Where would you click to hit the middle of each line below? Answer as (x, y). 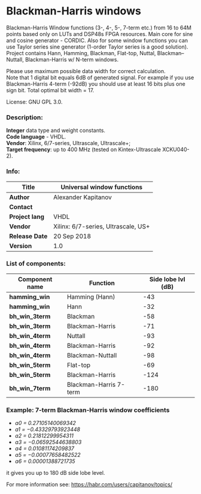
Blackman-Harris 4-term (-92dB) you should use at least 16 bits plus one (96, 84)
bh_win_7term (30, 388)
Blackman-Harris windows (74, 11)
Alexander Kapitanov (83, 197)
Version (21, 246)
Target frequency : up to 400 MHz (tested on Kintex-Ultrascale (84, 150)
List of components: (36, 264)
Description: (25, 117)
